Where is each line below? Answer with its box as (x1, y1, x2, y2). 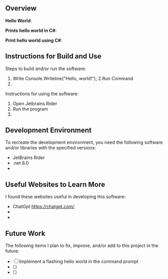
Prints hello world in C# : (5, 27, 57, 34)
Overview (5, 4, 37, 13)
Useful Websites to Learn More (5, 180, 106, 189)
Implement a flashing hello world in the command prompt (19, 259, 139, 265)
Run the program (12, 106, 48, 112)
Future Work (5, 229, 46, 238)
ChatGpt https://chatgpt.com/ (12, 203, 75, 210)
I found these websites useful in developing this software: (5, 194, 126, 200)
